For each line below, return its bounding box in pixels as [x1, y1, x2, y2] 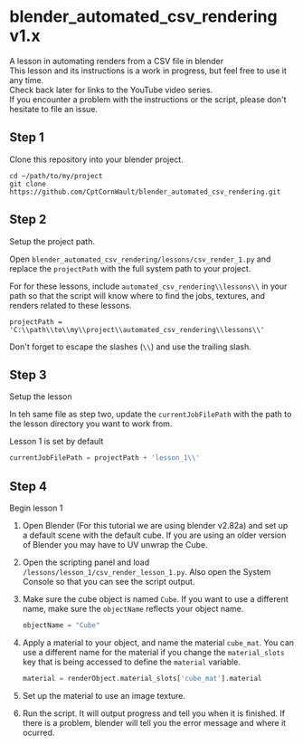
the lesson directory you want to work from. [9, 418, 173, 429]
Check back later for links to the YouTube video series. [9, 84, 213, 95]
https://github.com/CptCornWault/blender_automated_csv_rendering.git [9, 187, 281, 196]
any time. [9, 74, 44, 85]
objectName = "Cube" [22, 621, 100, 630]
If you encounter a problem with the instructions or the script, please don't [9, 93, 287, 105]
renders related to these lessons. [9, 300, 133, 310]
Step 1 [9, 129, 45, 146]
